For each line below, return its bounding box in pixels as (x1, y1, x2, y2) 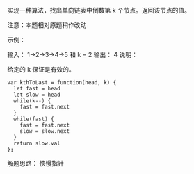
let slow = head (13, 91, 60, 98)
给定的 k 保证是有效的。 (7, 65, 75, 73)
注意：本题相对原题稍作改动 (7, 21, 87, 29)
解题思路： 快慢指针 (7, 159, 64, 167)
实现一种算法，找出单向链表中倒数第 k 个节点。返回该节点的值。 (7, 6, 191, 14)
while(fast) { (13, 116, 54, 122)
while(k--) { (13, 97, 51, 104)
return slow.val (13, 140, 60, 147)
